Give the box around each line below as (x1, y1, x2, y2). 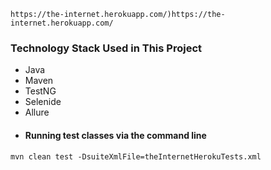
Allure (24, 106, 50, 119)
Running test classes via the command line (24, 129, 207, 141)
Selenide (24, 96, 62, 108)
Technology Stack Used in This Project (10, 41, 203, 55)
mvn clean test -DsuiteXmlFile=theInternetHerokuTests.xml (10, 151, 262, 162)
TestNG (24, 85, 57, 97)
